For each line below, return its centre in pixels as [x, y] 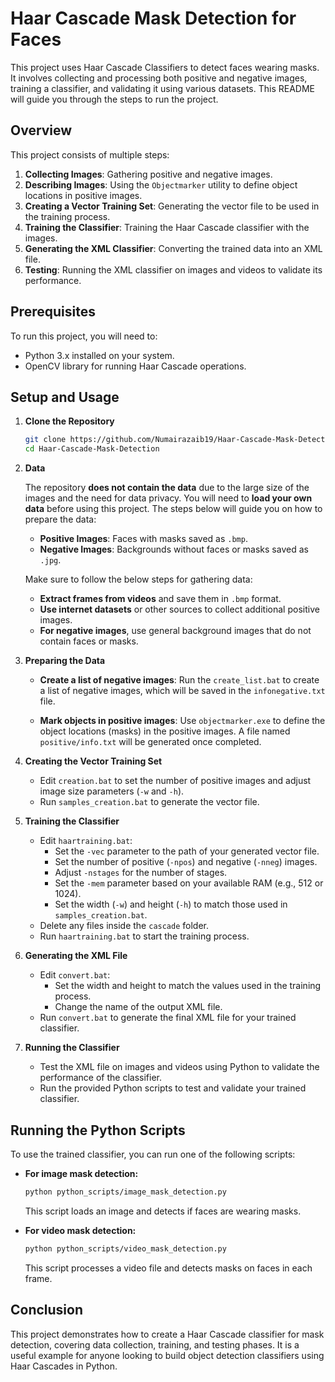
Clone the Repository [69, 421]
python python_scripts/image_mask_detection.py [125, 1192]
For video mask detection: [80, 1230]
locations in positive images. [83, 195]
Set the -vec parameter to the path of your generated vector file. [187, 851]
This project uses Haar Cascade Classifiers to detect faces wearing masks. [165, 67]
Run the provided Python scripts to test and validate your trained [173, 1088]
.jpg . [50, 560]
